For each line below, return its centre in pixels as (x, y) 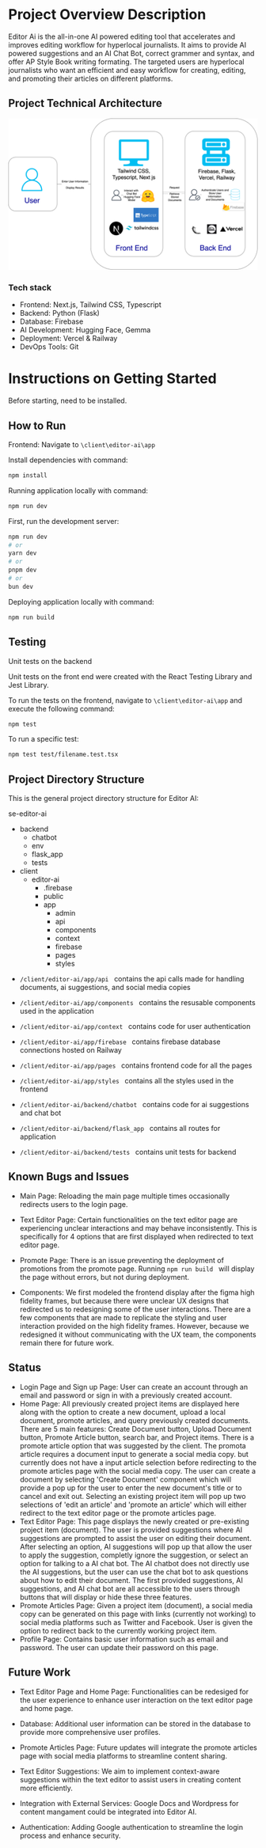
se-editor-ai (28, 814)
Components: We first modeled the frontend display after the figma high (137, 1292)
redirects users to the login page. (74, 1204)
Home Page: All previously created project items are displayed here (129, 1403)
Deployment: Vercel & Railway (68, 339)
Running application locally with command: (78, 490)
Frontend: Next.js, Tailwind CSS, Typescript (90, 305)
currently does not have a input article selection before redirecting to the (138, 1463)
